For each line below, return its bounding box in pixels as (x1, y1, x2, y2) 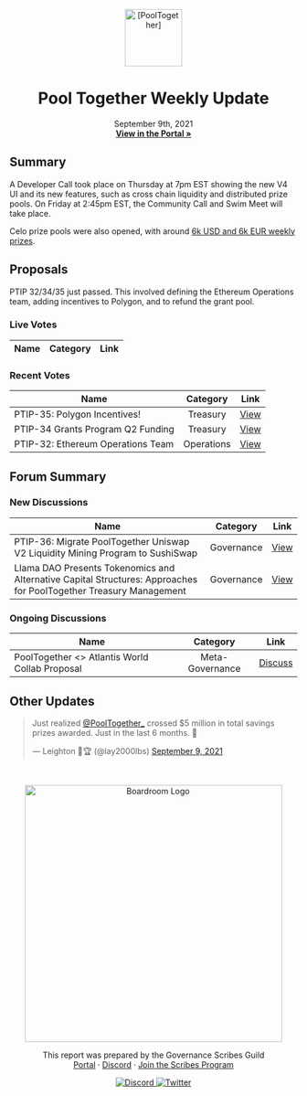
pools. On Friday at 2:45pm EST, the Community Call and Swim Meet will (9, 197, 283, 209)
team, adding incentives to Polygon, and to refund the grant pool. (9, 295, 255, 306)
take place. (9, 207, 51, 218)
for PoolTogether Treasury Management (14, 584, 186, 597)
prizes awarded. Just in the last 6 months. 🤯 (31, 727, 198, 738)
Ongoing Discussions (9, 612, 107, 624)
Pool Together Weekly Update (37, 88, 270, 109)
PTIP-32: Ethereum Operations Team (14, 438, 175, 451)
